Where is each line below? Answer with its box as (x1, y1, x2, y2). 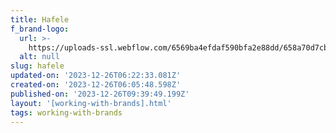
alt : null (19, 52, 60, 62)
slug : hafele (10, 61, 65, 71)
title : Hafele (10, 14, 70, 25)
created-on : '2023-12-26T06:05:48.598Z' (10, 80, 182, 90)
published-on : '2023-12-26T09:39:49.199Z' (10, 89, 190, 99)
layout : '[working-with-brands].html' (10, 98, 172, 108)
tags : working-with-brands (10, 107, 123, 118)
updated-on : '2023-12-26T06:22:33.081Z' (10, 71, 182, 81)
